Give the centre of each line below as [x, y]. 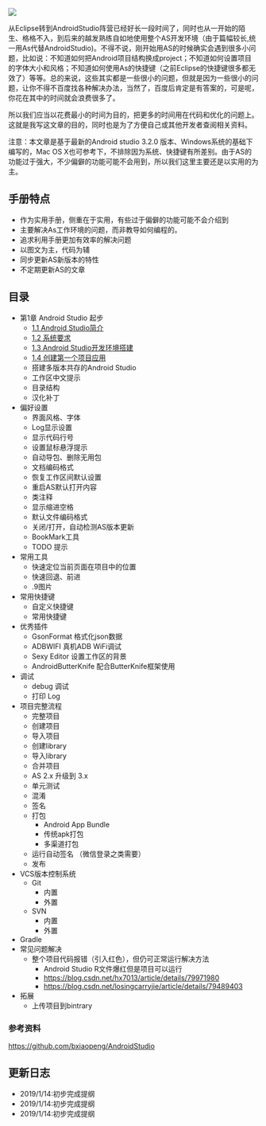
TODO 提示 [50, 546]
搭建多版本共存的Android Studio [84, 367]
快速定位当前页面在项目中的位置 [84, 566]
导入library [49, 756]
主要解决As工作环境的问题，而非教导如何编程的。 [100, 229]
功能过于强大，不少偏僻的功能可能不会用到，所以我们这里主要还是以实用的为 [133, 162]
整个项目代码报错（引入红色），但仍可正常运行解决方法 [120, 959]
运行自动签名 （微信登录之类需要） [88, 854]
